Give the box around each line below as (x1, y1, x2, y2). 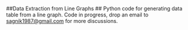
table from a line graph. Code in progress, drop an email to (6, 11, 149, 18)
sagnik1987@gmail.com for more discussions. (6, 18, 118, 24)
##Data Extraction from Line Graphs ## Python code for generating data (6, 5, 183, 12)
